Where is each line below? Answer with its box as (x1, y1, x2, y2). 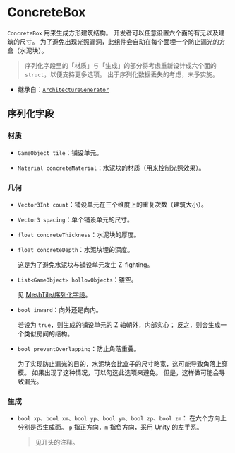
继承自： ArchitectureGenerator (17, 85, 109, 93)
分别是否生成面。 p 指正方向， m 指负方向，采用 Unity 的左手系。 (17, 423, 203, 432)
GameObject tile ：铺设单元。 (17, 148, 103, 156)
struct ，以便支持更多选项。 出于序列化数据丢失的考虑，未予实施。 (24, 70, 219, 79)
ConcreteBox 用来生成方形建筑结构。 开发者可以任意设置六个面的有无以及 (7, 28, 219, 37)
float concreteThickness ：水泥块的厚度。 (17, 230, 140, 239)
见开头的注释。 (35, 438, 79, 447)
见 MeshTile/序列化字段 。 (17, 290, 92, 299)
